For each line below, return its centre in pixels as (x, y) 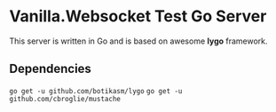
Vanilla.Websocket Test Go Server (138, 16)
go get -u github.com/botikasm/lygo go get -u (96, 91)
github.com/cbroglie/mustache (65, 99)
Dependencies (50, 69)
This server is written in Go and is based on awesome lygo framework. (138, 41)
